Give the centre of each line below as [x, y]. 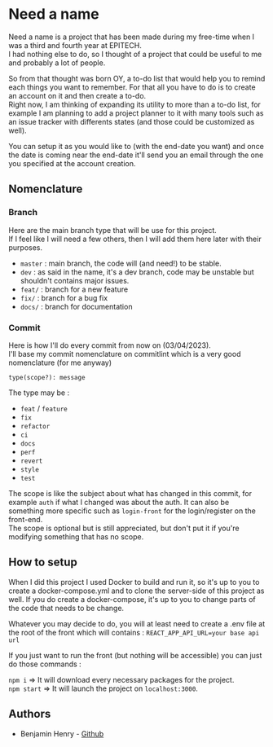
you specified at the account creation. [72, 163]
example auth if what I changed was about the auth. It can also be [119, 502]
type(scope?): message [47, 377]
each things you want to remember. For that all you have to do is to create [132, 87]
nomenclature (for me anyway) [60, 363]
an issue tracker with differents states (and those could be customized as [132, 121]
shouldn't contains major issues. [75, 280]
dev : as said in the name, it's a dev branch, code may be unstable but [137, 272]
